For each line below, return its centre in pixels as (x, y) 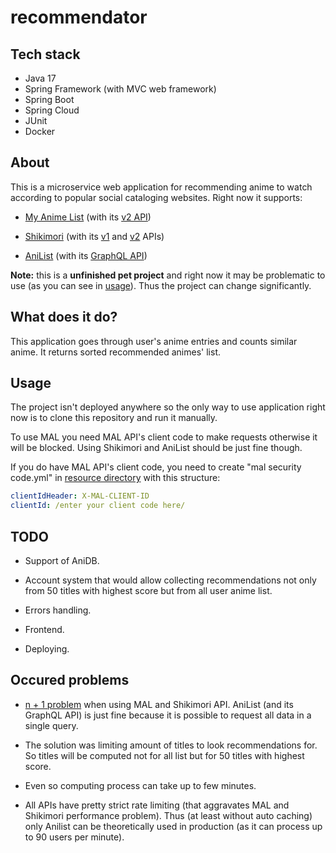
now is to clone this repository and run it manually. (114, 418)
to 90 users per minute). (74, 837)
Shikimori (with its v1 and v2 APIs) (94, 236)
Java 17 (40, 78)
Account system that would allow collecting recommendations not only (170, 580)
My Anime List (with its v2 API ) (88, 217)
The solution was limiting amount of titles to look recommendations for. (171, 745)
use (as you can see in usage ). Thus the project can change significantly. (161, 285)
